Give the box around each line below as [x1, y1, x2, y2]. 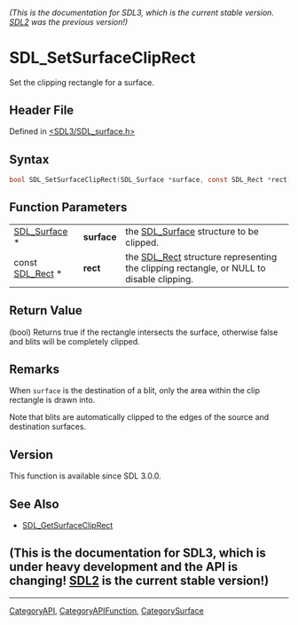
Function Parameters [9, 200, 128, 215]
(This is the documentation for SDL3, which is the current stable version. [9, 7, 275, 18]
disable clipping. [125, 273, 193, 285]
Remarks [9, 362, 60, 377]
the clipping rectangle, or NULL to [125, 262, 266, 274]
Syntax [9, 152, 50, 167]
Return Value [9, 303, 82, 319]
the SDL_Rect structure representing [125, 250, 278, 263]
